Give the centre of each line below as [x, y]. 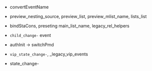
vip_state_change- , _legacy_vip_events [49, 54]
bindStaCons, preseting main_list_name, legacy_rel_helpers [70, 26]
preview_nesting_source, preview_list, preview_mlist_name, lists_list [78, 16]
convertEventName [29, 7]
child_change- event [30, 35]
